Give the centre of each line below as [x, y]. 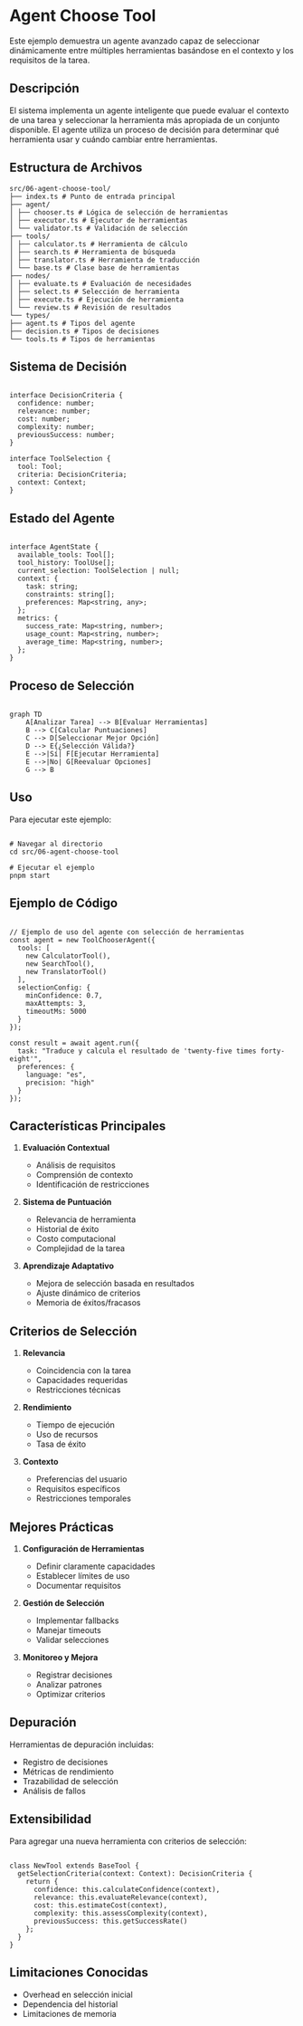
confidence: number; [56, 404]
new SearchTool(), [60, 964]
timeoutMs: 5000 [57, 1011]
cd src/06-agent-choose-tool [64, 852]
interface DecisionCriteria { [66, 396]
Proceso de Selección [72, 686]
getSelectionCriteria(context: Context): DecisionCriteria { [135, 1873]
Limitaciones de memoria [70, 2013]
